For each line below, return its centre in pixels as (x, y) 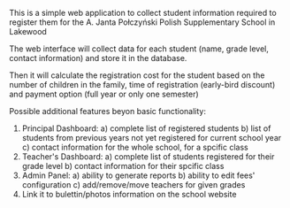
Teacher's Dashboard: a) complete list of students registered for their (148, 157)
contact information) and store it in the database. (98, 58)
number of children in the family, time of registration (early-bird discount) (142, 85)
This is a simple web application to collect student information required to (143, 13)
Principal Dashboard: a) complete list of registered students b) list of (146, 128)
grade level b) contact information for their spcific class (123, 166)
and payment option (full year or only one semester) (104, 94)
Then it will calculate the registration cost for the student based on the (137, 75)
